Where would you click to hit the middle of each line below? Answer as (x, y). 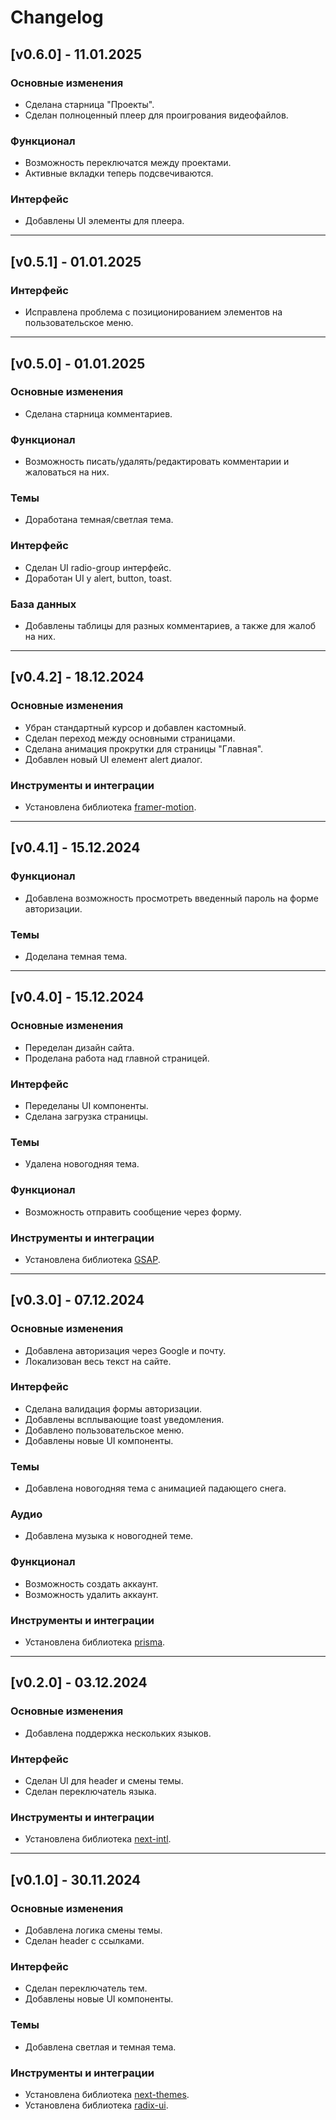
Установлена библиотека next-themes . (107, 2094)
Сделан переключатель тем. (86, 1988)
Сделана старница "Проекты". (89, 104)
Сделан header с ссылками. (84, 1941)
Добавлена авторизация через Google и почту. (125, 1350)
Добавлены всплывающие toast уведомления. (124, 1419)
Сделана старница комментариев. (98, 413)
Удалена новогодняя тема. (82, 1164)
